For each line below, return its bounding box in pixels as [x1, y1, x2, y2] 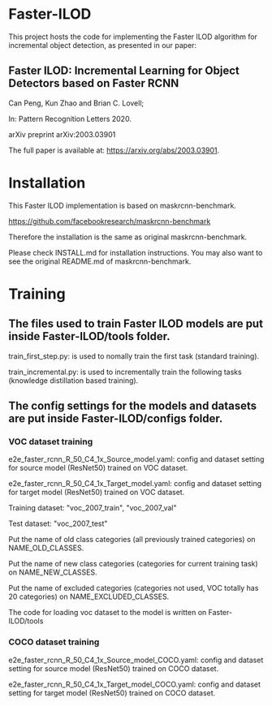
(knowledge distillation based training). [8, 375, 139, 385]
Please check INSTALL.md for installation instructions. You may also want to [8, 248, 263, 257]
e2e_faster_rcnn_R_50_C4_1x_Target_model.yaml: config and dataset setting [8, 479, 262, 489]
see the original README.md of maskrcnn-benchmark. [8, 256, 192, 266]
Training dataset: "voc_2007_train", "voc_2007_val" [8, 503, 177, 513]
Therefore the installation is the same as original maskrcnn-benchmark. [8, 232, 248, 242]
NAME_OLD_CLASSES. [8, 543, 84, 553]
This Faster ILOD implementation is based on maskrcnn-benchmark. [8, 200, 237, 210]
